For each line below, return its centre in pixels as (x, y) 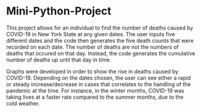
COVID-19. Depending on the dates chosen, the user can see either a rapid (98, 78)
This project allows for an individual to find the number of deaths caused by (100, 28)
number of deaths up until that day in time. (59, 60)
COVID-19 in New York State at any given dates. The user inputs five (91, 34)
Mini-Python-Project (59, 11)
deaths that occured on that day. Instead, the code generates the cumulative (101, 53)
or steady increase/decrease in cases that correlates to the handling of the (98, 84)
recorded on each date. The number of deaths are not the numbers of (92, 47)
